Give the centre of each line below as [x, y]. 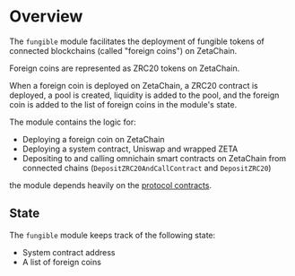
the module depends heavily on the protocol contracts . [111, 185]
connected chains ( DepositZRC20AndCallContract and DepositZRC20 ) [147, 168]
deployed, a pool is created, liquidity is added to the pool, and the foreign [144, 95]
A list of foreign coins [61, 262]
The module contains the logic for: [73, 122]
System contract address [69, 252]
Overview [46, 17]
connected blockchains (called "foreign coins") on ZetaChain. [123, 50]
